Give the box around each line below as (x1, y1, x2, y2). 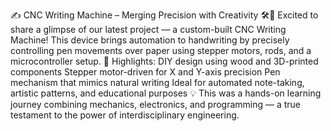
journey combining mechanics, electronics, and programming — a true (10, 99, 302, 110)
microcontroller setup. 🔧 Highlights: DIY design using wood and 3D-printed (10, 55, 319, 67)
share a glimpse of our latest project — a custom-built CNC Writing (10, 24, 287, 35)
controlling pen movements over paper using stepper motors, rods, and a (10, 45, 312, 56)
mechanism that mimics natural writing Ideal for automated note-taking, (10, 77, 305, 88)
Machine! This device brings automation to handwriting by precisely (10, 34, 290, 46)
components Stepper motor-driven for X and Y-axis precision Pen (10, 66, 281, 78)
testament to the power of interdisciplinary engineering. (10, 109, 240, 121)
